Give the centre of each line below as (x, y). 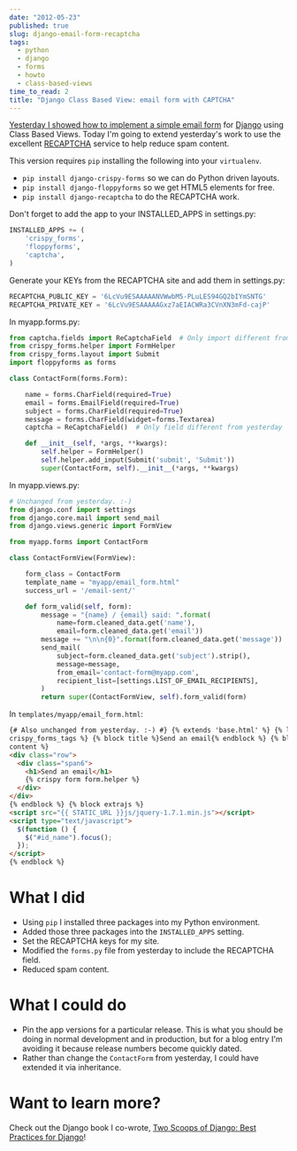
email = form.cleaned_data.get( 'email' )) (129, 631)
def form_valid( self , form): (79, 607)
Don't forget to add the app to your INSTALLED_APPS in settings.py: (133, 214)
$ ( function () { (47, 829)
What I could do (68, 1005)
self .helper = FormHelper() (92, 452)
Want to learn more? (85, 1103)
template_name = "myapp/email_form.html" (102, 582)
